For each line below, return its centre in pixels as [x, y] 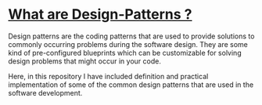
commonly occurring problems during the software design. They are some [128, 44]
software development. [45, 92]
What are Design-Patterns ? [100, 14]
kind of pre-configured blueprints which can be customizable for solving [125, 52]
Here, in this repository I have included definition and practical [108, 76]
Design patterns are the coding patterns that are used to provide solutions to [131, 36]
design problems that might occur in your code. [85, 61]
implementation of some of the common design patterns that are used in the [131, 85]
